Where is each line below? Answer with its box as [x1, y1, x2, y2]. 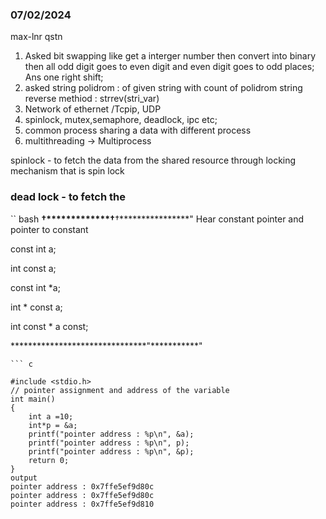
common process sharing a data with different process [24, 124, 252, 137]
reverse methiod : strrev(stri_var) [24, 93, 160, 105]
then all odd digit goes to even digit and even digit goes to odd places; [24, 61, 315, 73]
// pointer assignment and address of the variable [10, 385, 230, 395]
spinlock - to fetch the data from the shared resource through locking [10, 154, 297, 167]
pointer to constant [10, 223, 89, 235]
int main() [10, 394, 56, 404]
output [10, 473, 38, 483]
